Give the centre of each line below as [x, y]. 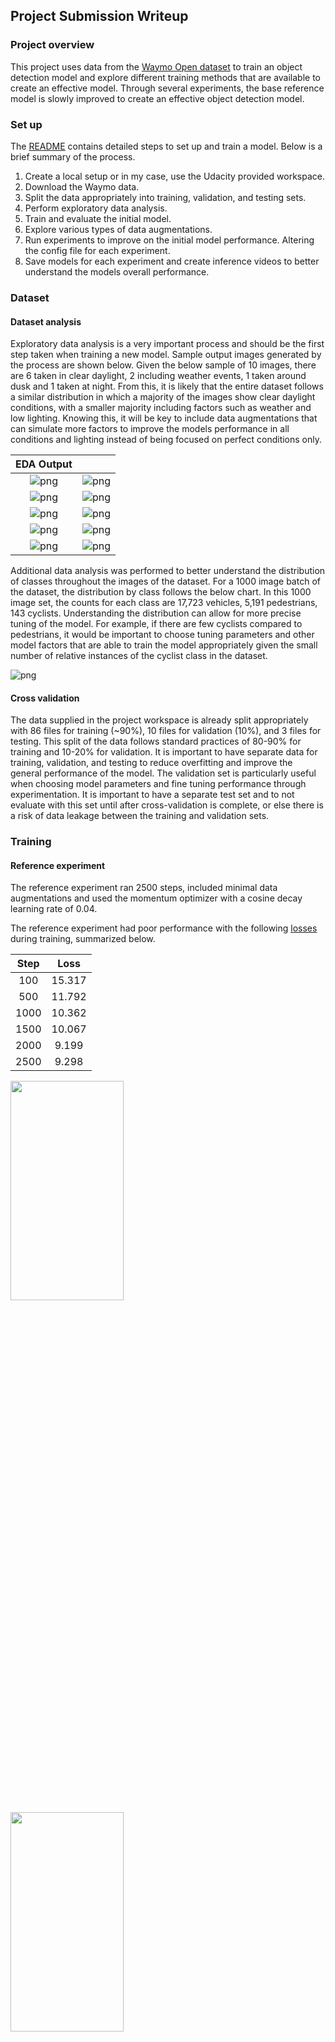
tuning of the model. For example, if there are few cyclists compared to [156, 624]
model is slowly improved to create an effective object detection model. [157, 98]
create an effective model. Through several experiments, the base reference [167, 88]
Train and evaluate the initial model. [98, 218]
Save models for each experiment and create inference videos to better [172, 261]
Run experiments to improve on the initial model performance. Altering [169, 240]
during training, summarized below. [83, 939]
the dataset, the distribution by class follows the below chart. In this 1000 [161, 592]
